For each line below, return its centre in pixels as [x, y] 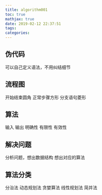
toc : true [15, 14]
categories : [17, 33]
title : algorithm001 [27, 10]
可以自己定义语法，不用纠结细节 [38, 67]
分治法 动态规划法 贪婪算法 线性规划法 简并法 [51, 188]
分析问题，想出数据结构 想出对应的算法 [45, 158]
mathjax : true [20, 19]
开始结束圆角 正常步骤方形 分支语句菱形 [46, 97]
